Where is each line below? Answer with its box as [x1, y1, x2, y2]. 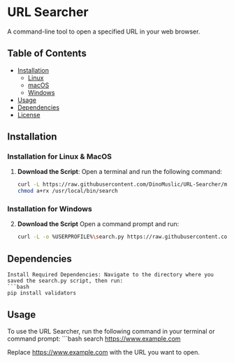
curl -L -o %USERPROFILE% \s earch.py [17, 233, 124, 241]
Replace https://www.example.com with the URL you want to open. [7, 348, 200, 356]
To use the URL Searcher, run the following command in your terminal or [7, 327, 215, 335]
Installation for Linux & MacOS [7, 151, 112, 161]
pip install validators [7, 290, 77, 297]
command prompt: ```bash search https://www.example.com [7, 334, 181, 343]
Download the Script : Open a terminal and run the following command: [17, 168, 222, 176]
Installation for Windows [7, 204, 92, 214]
